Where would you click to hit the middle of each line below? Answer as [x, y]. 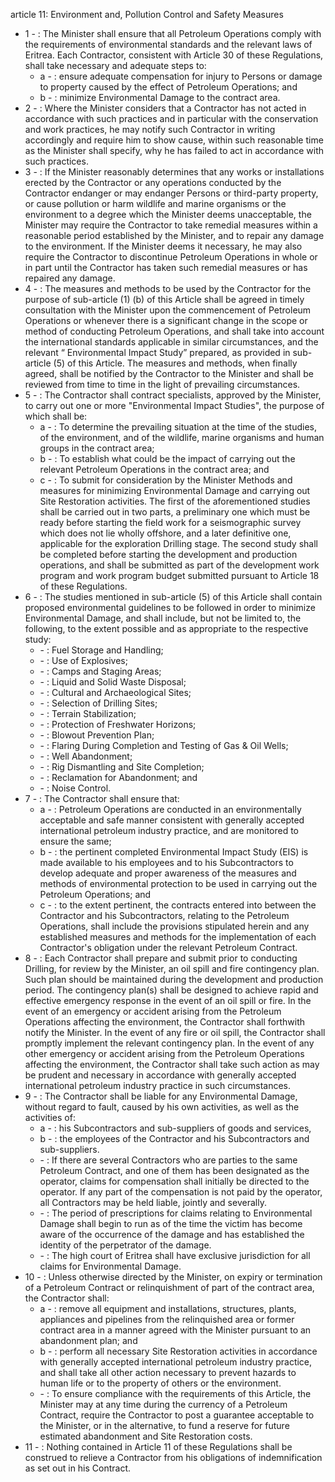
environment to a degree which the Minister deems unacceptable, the [168, 214]
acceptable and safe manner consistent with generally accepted [172, 820]
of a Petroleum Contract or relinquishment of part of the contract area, [169, 1287]
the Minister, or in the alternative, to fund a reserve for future [164, 1425]
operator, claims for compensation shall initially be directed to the [174, 1181]
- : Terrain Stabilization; [88, 713]
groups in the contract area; [97, 448]
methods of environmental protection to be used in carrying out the [178, 883]
